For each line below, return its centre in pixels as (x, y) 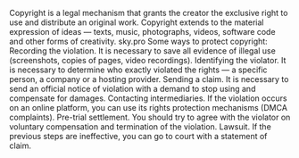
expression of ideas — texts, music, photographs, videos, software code (142, 32)
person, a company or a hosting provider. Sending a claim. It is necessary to (149, 79)
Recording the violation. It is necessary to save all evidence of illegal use (143, 51)
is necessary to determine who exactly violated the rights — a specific (138, 70)
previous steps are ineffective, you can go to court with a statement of (138, 136)
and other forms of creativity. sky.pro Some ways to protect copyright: (138, 41)
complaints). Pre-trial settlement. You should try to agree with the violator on (150, 117)
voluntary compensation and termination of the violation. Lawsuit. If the (141, 127)
